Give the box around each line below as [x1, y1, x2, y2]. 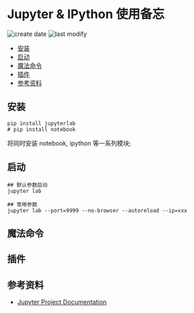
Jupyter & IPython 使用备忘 [7, 6, 165, 22]
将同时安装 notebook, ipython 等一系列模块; [7, 139, 132, 147]
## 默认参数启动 [7, 181, 48, 188]
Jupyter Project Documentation [17, 298, 107, 306]
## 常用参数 [7, 201, 38, 208]
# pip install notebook [7, 126, 76, 133]
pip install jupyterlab [7, 119, 76, 127]
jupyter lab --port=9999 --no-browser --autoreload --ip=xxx [7, 207, 188, 214]
